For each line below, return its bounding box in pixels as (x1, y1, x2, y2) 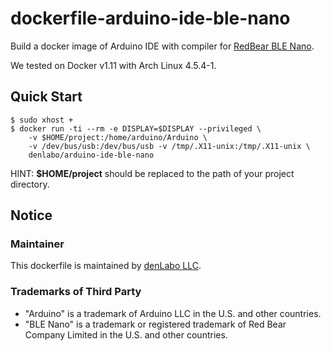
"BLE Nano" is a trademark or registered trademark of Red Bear (24, 318, 287, 330)
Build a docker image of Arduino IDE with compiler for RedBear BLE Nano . (10, 40, 315, 52)
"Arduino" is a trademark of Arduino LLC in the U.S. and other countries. (24, 307, 322, 319)
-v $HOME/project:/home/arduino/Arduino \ (28, 132, 208, 142)
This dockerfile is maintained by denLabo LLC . (10, 260, 202, 272)
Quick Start (10, 88, 83, 106)
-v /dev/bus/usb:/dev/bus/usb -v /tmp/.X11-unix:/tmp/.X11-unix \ (28, 141, 311, 151)
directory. (10, 178, 50, 190)
